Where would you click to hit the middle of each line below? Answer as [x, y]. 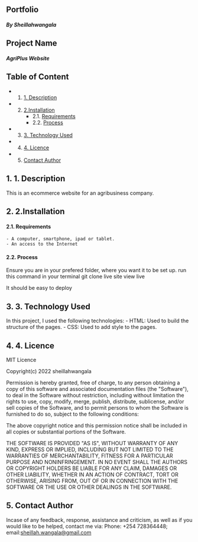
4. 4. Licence [30, 346]
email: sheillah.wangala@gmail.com [49, 532]
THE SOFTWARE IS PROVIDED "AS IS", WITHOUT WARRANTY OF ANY [92, 443]
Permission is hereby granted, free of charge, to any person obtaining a [93, 383]
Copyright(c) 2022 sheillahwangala [49, 371]
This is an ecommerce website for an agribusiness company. [80, 193]
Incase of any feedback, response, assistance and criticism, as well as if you [99, 520]
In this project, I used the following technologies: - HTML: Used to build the [98, 321]
